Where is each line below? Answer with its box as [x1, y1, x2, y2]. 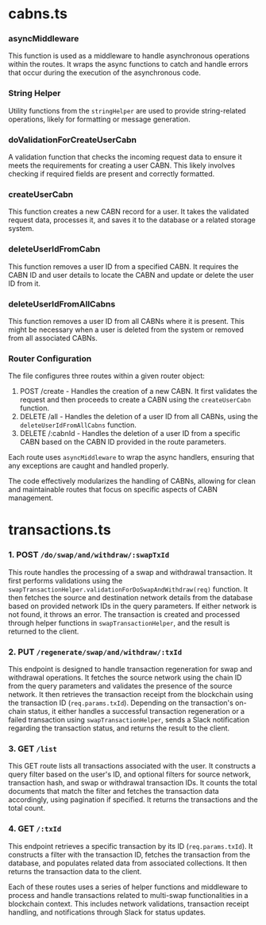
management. [8, 493, 54, 503]
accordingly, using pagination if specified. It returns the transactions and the [8, 795, 258, 804]
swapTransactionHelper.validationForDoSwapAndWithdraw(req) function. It [8, 584, 249, 594]
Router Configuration [8, 353, 92, 364]
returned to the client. [8, 626, 79, 636]
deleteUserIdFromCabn [8, 244, 101, 255]
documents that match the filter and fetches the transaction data [8, 787, 220, 796]
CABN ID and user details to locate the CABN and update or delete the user [8, 270, 254, 279]
